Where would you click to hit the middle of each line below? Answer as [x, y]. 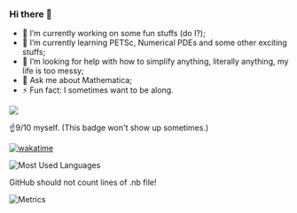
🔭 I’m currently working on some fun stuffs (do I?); [113, 34]
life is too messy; [53, 71]
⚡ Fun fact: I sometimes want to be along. [98, 90]
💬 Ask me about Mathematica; [77, 80]
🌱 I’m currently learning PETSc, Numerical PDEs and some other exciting [155, 42]
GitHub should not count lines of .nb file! [83, 183]
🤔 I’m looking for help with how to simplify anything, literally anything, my [155, 62]
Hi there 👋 [31, 14]
